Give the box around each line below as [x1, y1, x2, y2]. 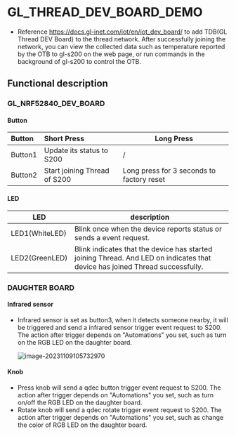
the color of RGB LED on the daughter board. [17, 421, 147, 429]
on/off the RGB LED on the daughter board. [17, 398, 143, 407]
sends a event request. [74, 232, 150, 242]
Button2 [11, 170, 37, 180]
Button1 [11, 150, 37, 160]
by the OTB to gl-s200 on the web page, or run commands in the [17, 50, 205, 58]
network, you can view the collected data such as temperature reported [17, 42, 225, 51]
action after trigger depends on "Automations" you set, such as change [17, 413, 224, 421]
